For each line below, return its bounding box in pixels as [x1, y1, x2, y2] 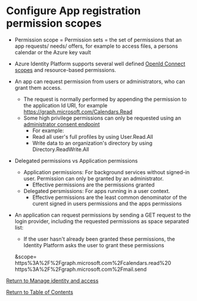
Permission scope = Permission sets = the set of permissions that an [14, 36, 182, 43]
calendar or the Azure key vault [14, 48, 91, 55]
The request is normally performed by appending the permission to [23, 96, 187, 103]
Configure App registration [6, 4, 141, 18]
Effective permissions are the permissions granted [32, 181, 155, 188]
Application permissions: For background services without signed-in [23, 168, 190, 175]
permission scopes [6, 17, 102, 30]
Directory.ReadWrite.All [32, 146, 90, 153]
